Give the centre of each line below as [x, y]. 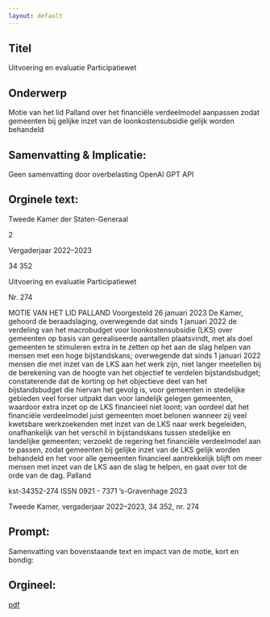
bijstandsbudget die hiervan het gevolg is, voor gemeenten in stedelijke [127, 389]
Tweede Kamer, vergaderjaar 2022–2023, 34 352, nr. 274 [104, 506]
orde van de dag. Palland [50, 475]
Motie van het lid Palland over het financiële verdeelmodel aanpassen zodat [134, 113]
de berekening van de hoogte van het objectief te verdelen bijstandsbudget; [135, 372]
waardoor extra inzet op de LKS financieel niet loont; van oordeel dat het [129, 407]
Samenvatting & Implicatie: [77, 155]
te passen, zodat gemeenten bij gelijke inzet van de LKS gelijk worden [124, 449]
